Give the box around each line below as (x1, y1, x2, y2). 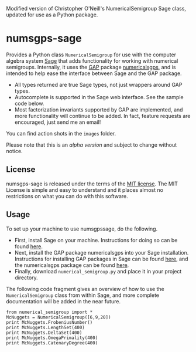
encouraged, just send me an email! (14, 119, 101, 126)
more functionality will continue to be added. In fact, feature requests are (14, 112, 191, 119)
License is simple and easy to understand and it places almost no (6, 186, 164, 193)
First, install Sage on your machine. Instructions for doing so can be (14, 236, 178, 243)
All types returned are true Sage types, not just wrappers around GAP (14, 81, 183, 88)
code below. (14, 100, 44, 107)
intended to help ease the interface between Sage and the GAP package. (6, 70, 183, 77)
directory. (14, 274, 38, 281)
